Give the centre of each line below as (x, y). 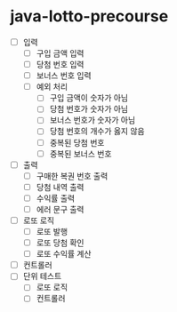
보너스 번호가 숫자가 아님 (93, 120)
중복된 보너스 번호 (80, 154)
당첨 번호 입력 (60, 65)
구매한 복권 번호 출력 (72, 176)
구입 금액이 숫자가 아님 (88, 98)
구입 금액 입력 (60, 53)
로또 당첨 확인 (60, 243)
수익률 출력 (55, 198)
